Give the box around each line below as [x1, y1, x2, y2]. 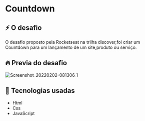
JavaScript [12, 110, 35, 116]
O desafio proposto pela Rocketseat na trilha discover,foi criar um [5, 39, 140, 45]
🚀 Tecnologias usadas [5, 87, 75, 95]
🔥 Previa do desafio [5, 59, 67, 67]
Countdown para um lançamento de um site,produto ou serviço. [5, 44, 137, 50]
